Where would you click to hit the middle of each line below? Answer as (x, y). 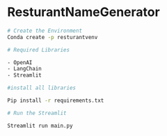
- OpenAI (20, 62)
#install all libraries (42, 88)
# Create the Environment (45, 31)
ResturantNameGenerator (83, 12)
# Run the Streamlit (37, 113)
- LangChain (24, 69)
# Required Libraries (39, 50)
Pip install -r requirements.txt (56, 101)
